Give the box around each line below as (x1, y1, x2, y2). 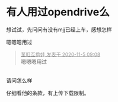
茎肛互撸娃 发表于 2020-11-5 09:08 (20, 51, 101, 58)
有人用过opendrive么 (6, 5, 110, 19)
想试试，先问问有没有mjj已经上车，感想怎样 (6, 26, 113, 33)
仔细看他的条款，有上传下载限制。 (6, 89, 90, 96)
